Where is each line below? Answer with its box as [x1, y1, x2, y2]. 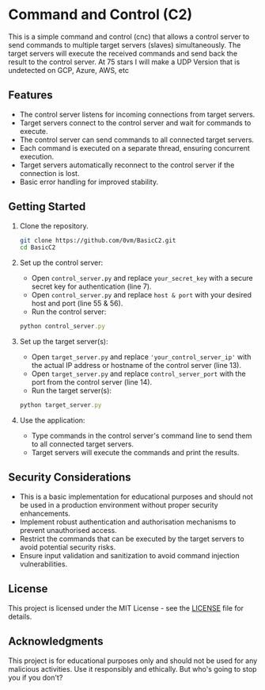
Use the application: [19, 416, 85, 425]
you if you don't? [8, 673, 63, 682]
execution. [19, 151, 55, 161]
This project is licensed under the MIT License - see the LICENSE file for [8, 603, 244, 612]
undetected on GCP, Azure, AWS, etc [8, 65, 129, 75]
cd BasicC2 [19, 243, 56, 251]
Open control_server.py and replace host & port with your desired [31, 290, 252, 300]
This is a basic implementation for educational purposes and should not [19, 492, 253, 501]
